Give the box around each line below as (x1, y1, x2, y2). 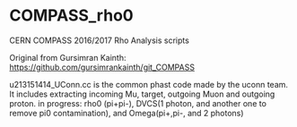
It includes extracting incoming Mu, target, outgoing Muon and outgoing (9, 89, 275, 99)
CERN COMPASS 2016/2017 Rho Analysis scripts (9, 35, 190, 46)
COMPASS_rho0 (9, 5, 134, 26)
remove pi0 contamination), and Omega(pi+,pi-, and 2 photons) (9, 107, 244, 118)
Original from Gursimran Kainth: (9, 52, 127, 63)
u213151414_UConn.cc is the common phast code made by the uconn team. (9, 79, 289, 89)
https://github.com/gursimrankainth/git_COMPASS (9, 62, 196, 72)
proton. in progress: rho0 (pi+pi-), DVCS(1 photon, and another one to (9, 97, 267, 108)
